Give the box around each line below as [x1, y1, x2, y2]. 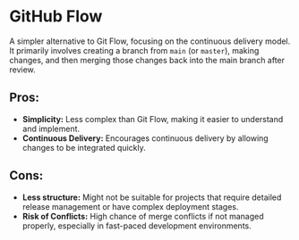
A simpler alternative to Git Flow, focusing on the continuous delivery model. [9, 36, 291, 46]
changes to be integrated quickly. [21, 142, 146, 153]
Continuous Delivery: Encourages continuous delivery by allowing [21, 132, 269, 144]
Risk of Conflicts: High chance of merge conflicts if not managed [21, 211, 264, 221]
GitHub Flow [9, 6, 103, 27]
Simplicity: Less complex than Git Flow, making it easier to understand [21, 113, 284, 124]
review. [9, 64, 36, 75]
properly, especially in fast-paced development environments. [21, 220, 252, 231]
